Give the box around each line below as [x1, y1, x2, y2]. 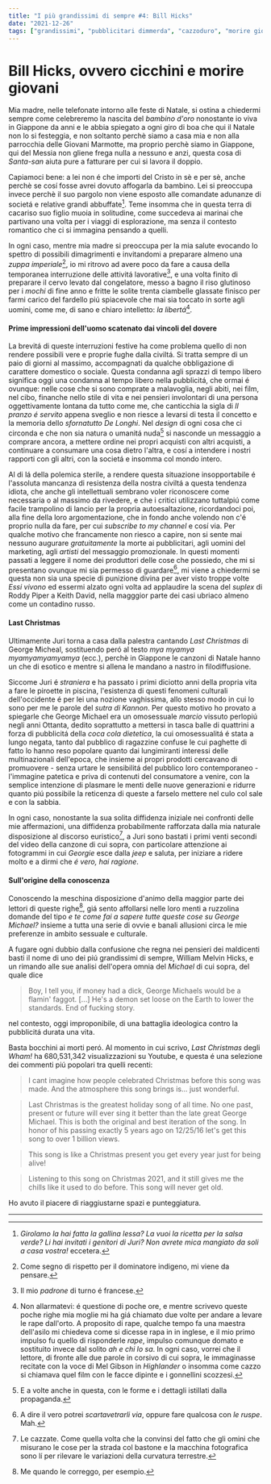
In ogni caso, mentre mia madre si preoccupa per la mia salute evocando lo [8, 240, 258, 250]
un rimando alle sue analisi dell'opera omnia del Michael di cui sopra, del [8, 961, 250, 972]
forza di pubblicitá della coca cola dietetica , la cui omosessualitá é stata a [8, 728, 254, 738]
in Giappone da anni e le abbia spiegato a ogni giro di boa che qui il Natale [8, 123, 256, 132]
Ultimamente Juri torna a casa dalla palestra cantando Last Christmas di [8, 636, 248, 645]
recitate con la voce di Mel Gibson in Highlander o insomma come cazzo [19, 1361, 261, 1371]
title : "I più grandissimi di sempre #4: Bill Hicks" [8, 11, 194, 20]
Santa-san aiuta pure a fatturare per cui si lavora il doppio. [8, 156, 203, 166]
